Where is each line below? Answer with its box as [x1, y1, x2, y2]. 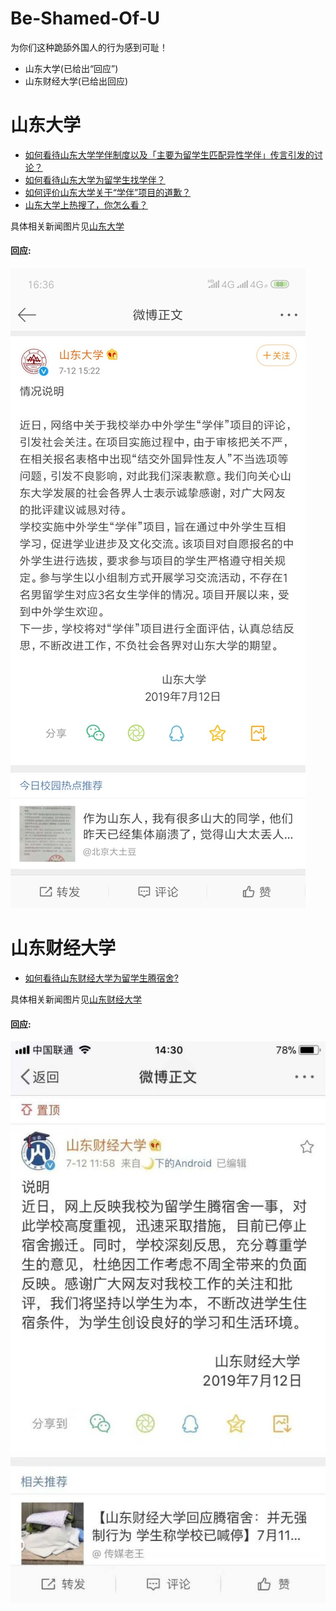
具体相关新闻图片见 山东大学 [10, 220, 125, 232]
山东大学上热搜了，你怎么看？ [24, 198, 148, 211]
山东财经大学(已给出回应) [24, 75, 129, 87]
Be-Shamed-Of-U [10, 7, 161, 30]
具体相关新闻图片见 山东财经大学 [10, 993, 142, 1006]
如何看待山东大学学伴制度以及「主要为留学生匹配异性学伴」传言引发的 [24, 148, 315, 161]
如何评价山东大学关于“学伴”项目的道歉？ [24, 186, 192, 198]
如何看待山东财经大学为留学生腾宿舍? [24, 972, 179, 984]
